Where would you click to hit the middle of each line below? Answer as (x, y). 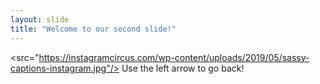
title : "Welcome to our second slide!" (93, 29)
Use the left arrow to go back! (183, 68)
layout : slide (40, 19)
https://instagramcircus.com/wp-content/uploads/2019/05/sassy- (174, 57)
